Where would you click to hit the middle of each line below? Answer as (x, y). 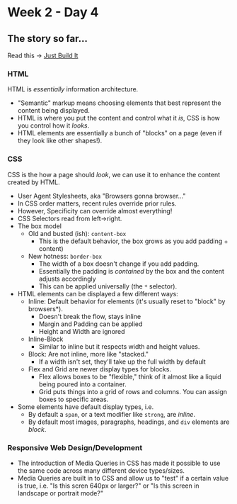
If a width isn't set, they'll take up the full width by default (122, 362)
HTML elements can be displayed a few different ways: (98, 293)
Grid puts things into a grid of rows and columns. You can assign (133, 391)
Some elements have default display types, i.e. (86, 407)
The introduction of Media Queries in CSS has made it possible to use (119, 463)
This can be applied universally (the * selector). (108, 286)
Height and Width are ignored (82, 331)
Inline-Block (46, 339)
